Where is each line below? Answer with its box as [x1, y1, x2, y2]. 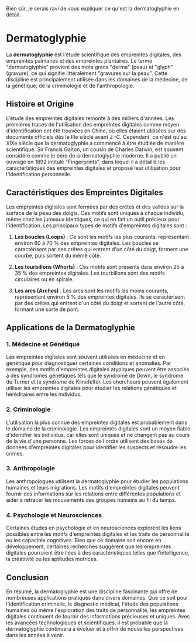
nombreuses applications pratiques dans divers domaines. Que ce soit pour [6, 594, 188, 601]
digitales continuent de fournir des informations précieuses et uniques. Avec [6, 613, 190, 620]
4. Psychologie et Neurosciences [6, 511, 102, 519]
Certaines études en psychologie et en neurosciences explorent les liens [6, 524, 181, 532]
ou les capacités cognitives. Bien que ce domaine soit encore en [6, 537, 162, 544]
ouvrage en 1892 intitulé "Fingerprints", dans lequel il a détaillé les [6, 158, 166, 165]
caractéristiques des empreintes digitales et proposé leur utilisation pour [6, 164, 181, 172]
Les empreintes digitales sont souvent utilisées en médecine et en [6, 354, 166, 361]
